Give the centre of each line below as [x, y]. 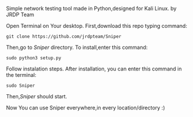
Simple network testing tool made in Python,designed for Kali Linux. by [91, 8]
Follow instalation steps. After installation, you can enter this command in [94, 69]
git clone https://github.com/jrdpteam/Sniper [64, 37]
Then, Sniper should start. [37, 96]
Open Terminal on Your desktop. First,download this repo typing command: [96, 26]
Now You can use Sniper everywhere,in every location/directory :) [86, 108]
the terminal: [21, 75]
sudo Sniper [20, 86]
